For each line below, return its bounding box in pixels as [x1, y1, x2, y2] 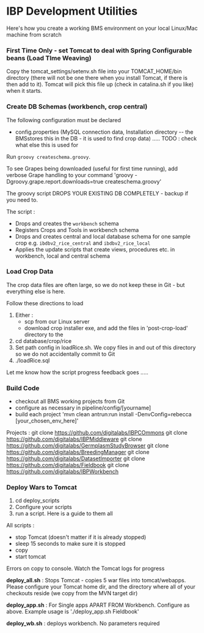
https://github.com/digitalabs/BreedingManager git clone [6, 449, 150, 456]
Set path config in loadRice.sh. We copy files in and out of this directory [15, 344, 196, 351]
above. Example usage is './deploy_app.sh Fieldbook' [6, 608, 139, 615]
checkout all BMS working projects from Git [15, 398, 125, 405]
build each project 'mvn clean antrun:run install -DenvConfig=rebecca [15, 411, 192, 418]
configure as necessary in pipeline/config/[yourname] [15, 404, 151, 411]
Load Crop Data [6, 267, 54, 276]
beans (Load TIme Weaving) [6, 54, 92, 62]
